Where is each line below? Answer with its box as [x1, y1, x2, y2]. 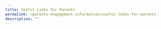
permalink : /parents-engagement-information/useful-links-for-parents [5, 12, 156, 17]
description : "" [5, 16, 39, 21]
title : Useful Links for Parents [5, 7, 75, 12]
